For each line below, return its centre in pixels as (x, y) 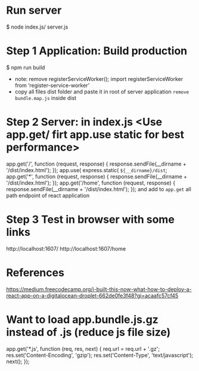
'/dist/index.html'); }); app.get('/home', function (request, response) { (91, 183)
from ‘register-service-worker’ (52, 85)
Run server (34, 10)
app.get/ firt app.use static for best (95, 135)
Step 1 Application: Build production (97, 51)
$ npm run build (26, 67)
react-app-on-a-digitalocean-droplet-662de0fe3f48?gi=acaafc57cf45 (92, 295)
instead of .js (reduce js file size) (88, 332)
